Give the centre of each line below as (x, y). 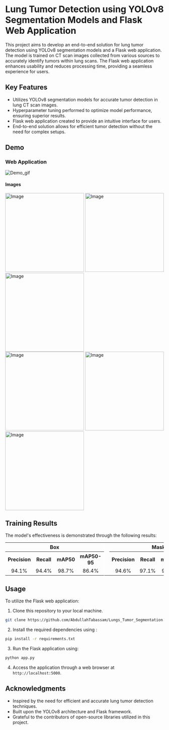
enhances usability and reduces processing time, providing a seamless (79, 66)
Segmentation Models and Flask (74, 20)
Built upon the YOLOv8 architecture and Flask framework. (72, 711)
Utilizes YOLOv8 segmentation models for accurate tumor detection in (85, 99)
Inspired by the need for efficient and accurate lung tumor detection (83, 701)
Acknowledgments (36, 689)
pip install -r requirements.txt (40, 639)
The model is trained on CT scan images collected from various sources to (82, 55)
